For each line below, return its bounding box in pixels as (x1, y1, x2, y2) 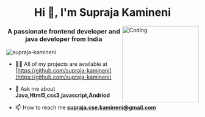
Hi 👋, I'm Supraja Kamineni (34, 5, 171, 19)
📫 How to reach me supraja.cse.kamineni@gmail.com (15, 104, 157, 112)
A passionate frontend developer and (7, 27, 120, 36)
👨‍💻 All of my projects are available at (15, 60, 108, 68)
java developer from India (25, 35, 103, 43)
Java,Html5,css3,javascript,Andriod (15, 91, 110, 99)
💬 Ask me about (15, 85, 56, 93)
